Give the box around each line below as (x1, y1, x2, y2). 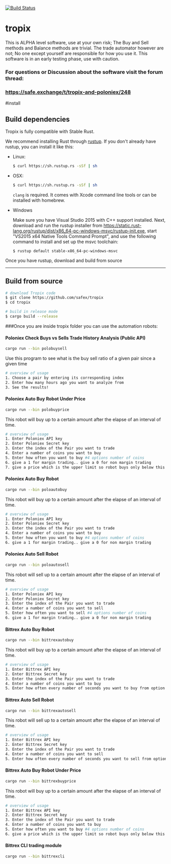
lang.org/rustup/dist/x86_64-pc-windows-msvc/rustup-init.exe (12, 227, 145, 234)
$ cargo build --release (5, 314, 58, 319)
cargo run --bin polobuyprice (5, 407, 70, 412)
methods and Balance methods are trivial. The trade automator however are (5, 45, 164, 51)
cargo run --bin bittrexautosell (5, 708, 76, 713)
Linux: (12, 153, 26, 160)
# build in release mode (5, 309, 58, 315)
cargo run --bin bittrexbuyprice (5, 778, 76, 783)
